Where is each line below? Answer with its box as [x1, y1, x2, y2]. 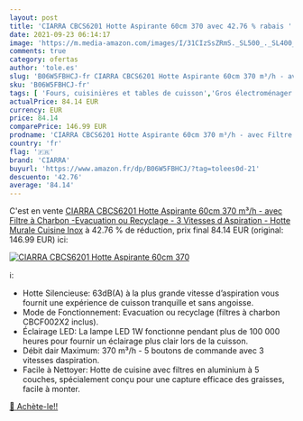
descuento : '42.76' [9, 172, 83, 181]
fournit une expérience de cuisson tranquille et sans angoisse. [22, 297, 254, 308]
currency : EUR [9, 105, 63, 114]
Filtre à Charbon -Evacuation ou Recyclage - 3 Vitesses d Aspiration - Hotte [9, 215, 291, 226]
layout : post [9, 13, 59, 23]
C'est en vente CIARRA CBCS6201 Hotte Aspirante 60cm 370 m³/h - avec [9, 206, 283, 216]
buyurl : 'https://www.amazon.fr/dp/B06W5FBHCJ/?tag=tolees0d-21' [9, 164, 260, 173]
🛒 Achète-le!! [9, 401, 59, 412]
